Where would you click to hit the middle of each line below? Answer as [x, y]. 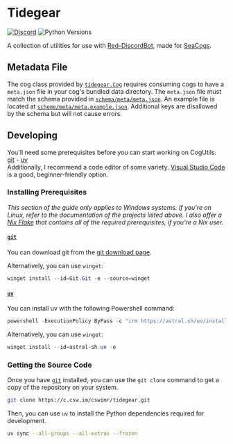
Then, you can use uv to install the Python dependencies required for [106, 413]
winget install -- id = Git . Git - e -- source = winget [79, 279]
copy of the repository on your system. [63, 388]
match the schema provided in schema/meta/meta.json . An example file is [111, 99]
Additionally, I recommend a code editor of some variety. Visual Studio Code [116, 167]
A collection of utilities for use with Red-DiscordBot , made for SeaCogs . [110, 45]
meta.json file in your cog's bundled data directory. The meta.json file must [114, 91]
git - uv [18, 159]
